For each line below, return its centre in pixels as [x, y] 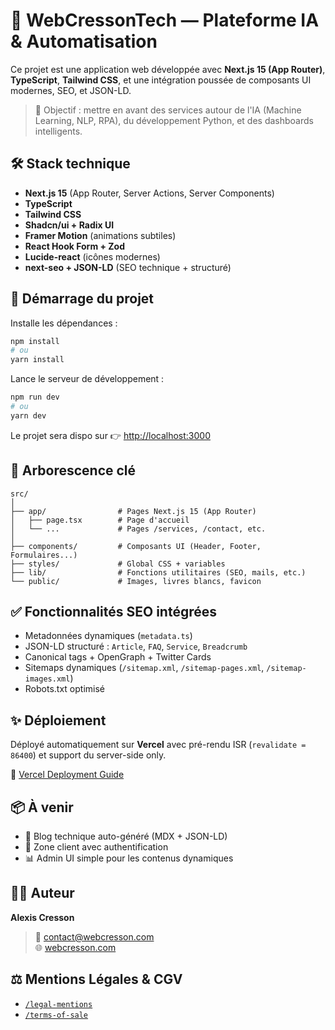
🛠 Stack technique [70, 164]
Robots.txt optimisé [64, 689]
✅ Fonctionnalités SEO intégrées [113, 612]
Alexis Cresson [42, 917]
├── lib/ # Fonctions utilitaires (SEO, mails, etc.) [158, 572]
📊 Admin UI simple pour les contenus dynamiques [129, 858]
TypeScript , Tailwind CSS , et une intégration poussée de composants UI [161, 80]
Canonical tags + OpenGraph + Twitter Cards [118, 657]
